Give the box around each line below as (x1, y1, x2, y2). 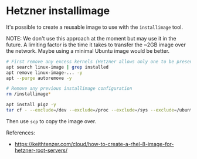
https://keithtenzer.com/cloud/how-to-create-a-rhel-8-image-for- (14, 140, 174, 147)
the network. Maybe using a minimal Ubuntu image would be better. (6, 47, 170, 54)
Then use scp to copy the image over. (6, 117, 97, 124)
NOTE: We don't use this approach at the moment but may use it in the (6, 35, 176, 42)
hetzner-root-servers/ (14, 147, 68, 154)
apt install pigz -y (6, 102, 57, 108)
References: (6, 129, 35, 136)
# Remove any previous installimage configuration (6, 86, 133, 92)
